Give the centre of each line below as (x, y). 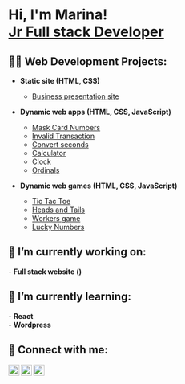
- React (21, 316)
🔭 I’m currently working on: (77, 252)
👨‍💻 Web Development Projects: (88, 61)
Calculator (49, 153)
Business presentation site (76, 96)
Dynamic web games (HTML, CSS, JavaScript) (99, 186)
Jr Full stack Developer (86, 32)
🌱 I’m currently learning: (70, 297)
